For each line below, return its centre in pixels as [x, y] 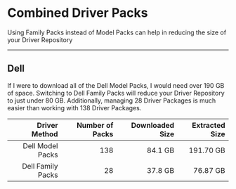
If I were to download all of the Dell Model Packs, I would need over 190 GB [116, 85]
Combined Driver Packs [78, 13]
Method [45, 133]
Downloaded [152, 125]
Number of [95, 125]
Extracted [209, 125]
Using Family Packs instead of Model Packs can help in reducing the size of [117, 32]
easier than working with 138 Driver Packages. [74, 107]
